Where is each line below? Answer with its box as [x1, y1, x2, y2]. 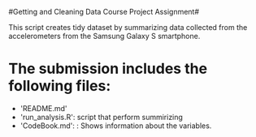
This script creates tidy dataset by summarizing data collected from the [8, 23, 248, 32]
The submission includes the [8, 60, 208, 78]
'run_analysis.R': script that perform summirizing [20, 112, 183, 122]
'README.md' [20, 103, 67, 113]
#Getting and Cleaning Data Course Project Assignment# [8, 7, 200, 16]
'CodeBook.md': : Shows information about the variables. [20, 121, 212, 131]
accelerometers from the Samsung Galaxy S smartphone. [8, 32, 201, 41]
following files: [8, 77, 111, 96]
